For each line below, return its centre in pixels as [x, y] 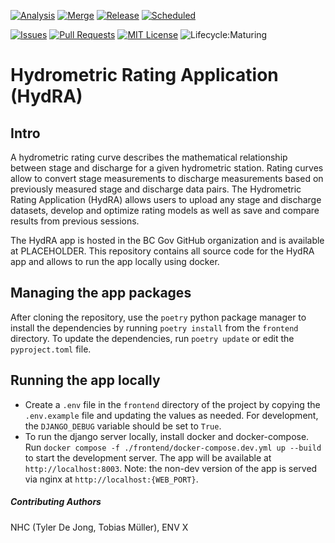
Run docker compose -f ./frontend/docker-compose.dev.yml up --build [173, 447]
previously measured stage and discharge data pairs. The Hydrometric [156, 189]
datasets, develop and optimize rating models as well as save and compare [165, 210]
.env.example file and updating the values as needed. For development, [171, 415]
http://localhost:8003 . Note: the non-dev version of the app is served [171, 468]
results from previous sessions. [75, 221]
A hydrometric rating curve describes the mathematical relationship [149, 157]
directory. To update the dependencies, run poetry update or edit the [152, 338]
